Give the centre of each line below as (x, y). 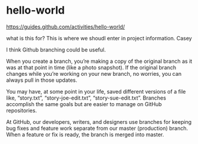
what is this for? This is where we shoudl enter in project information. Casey (99, 38)
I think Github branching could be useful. (56, 49)
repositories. (22, 110)
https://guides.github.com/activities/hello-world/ (66, 27)
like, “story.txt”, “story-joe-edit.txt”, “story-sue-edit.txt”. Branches (86, 98)
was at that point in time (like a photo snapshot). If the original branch (91, 67)
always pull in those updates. (42, 80)
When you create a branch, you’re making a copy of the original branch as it (99, 61)
